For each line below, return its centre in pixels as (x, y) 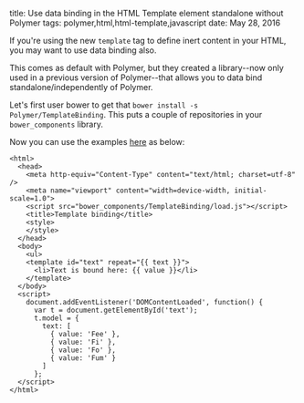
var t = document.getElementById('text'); (115, 310)
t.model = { (56, 318)
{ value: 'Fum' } (83, 358)
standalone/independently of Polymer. (81, 87)
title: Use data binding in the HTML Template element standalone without (147, 13)
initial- (251, 191)
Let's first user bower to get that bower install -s (104, 105)
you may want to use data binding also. (83, 50)
